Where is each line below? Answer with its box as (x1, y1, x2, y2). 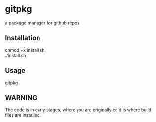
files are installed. (5, 112, 41, 118)
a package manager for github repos (5, 20, 80, 26)
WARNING (5, 93, 38, 102)
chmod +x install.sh (5, 47, 45, 53)
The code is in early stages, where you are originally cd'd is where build (5, 107, 152, 113)
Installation (5, 34, 40, 42)
